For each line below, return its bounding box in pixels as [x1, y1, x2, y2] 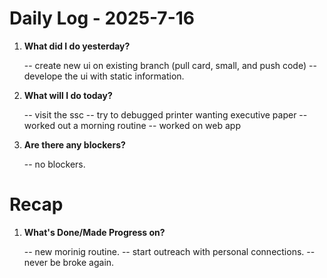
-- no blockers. [23, 158, 86, 170]
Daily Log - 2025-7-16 [9, 7, 195, 30]
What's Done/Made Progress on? [23, 226, 166, 238]
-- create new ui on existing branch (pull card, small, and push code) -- [23, 59, 317, 71]
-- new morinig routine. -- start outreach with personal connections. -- [23, 245, 316, 257]
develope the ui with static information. [23, 70, 185, 82]
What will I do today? [23, 89, 113, 101]
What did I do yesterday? [23, 40, 131, 52]
